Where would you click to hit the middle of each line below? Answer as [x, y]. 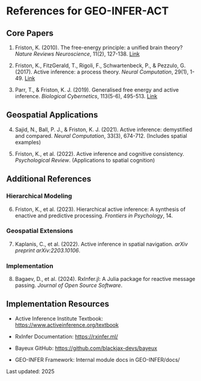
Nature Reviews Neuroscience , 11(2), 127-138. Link [77, 54]
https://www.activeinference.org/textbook [67, 325]
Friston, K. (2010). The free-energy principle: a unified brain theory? [99, 47]
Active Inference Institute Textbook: [59, 318]
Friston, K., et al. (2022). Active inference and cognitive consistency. [100, 153]
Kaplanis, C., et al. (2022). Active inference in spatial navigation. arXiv [101, 244]
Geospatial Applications [52, 115]
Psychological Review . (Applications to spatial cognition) [85, 160]
